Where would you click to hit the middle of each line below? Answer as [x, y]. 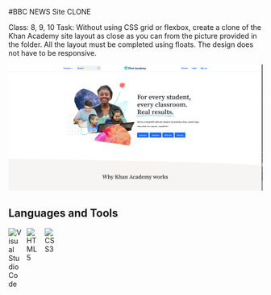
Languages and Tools [63, 213]
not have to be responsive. [52, 53]
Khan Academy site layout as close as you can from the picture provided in [133, 36]
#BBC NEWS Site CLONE [50, 12]
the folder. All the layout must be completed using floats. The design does [131, 44]
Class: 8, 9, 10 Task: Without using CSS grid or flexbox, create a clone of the [135, 27]
